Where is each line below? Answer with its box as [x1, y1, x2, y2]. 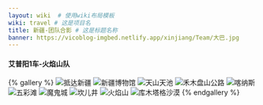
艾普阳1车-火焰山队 [8, 58, 70, 68]
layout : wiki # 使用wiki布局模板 [8, 11, 115, 20]
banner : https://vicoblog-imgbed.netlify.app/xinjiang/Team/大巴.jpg [8, 33, 239, 42]
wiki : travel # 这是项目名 [8, 19, 91, 27]
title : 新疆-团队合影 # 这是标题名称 [8, 26, 118, 34]
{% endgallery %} [181, 88, 240, 97]
